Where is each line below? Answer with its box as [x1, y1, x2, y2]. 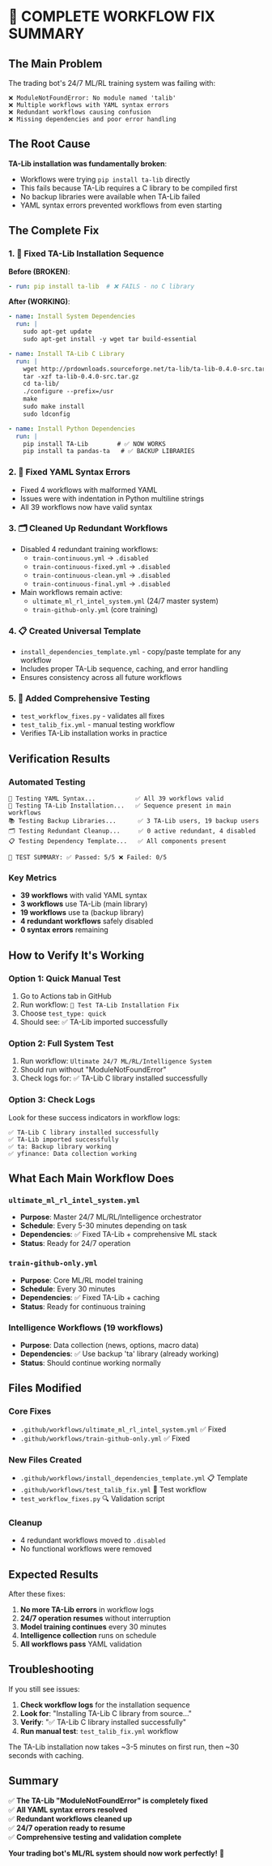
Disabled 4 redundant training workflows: [19, 544, 159, 554]
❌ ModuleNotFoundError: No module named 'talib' [8, 94, 176, 102]
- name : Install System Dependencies [8, 312, 136, 321]
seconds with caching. [8, 1750, 84, 1760]
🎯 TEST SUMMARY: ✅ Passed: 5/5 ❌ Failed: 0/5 [8, 854, 168, 862]
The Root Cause [8, 137, 91, 151]
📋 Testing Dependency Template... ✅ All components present [8, 837, 227, 845]
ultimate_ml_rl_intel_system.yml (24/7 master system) [32, 596, 219, 606]
